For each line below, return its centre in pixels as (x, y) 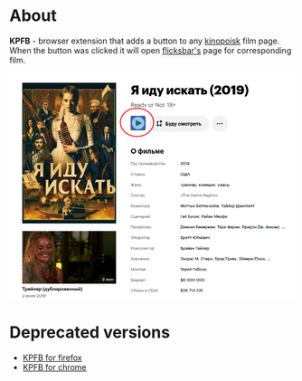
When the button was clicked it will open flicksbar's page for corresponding (151, 50)
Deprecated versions (90, 333)
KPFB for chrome (55, 367)
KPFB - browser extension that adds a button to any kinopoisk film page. (145, 41)
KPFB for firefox (52, 357)
